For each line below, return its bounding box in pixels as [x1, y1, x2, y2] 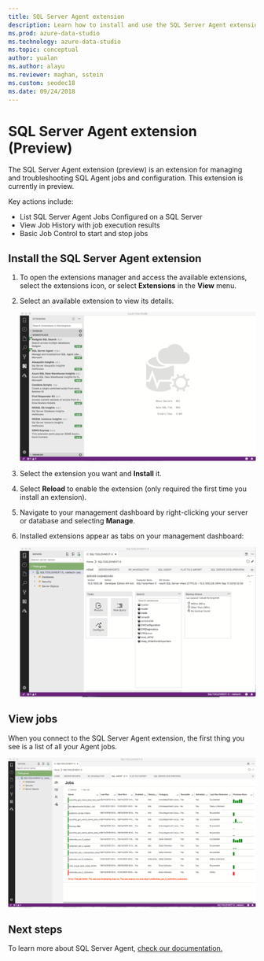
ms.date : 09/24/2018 [8, 87, 76, 95]
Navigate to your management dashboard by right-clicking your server [19, 508, 249, 517]
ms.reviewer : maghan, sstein [8, 71, 104, 79]
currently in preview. [8, 182, 75, 191]
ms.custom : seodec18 [8, 79, 76, 87]
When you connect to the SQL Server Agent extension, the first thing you [8, 733, 245, 743]
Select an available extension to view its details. [19, 296, 174, 306]
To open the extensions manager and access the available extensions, [19, 272, 247, 283]
